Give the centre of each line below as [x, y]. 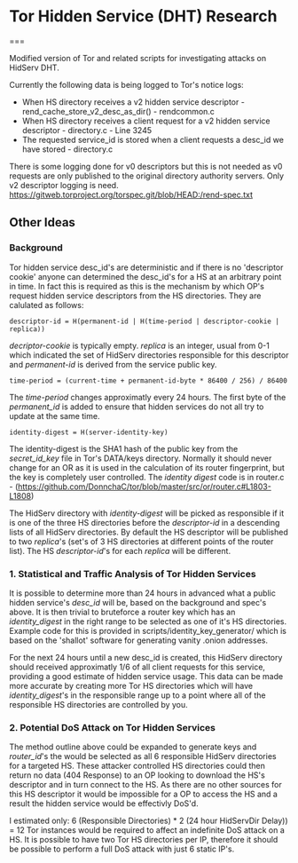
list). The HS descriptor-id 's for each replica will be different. [120, 550]
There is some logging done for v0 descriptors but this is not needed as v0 [146, 166]
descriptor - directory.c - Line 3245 [87, 130]
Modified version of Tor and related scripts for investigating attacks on [138, 58]
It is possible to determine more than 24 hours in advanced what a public [143, 593]
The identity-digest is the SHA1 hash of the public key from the [124, 448]
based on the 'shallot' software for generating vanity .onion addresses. [139, 640]
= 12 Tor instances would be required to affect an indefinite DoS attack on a [147, 830]
